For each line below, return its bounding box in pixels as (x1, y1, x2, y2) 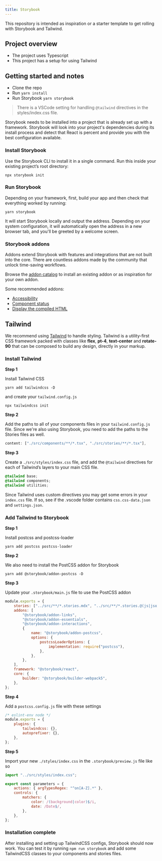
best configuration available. (5, 135, 62, 141)
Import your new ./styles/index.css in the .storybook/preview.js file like (5, 758, 153, 764)
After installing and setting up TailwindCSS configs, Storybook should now (5, 840, 154, 846)
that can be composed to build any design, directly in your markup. (12, 343, 146, 349)
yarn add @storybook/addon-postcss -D (5, 572, 83, 577)
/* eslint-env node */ (5, 712, 51, 717)
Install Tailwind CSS (5, 376, 45, 382)
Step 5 (5, 749, 18, 754)
